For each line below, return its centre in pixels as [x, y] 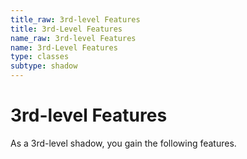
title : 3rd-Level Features [66, 29]
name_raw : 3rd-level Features [73, 38]
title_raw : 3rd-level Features [75, 19]
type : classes [40, 57]
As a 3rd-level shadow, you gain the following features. [123, 143]
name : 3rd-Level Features [64, 47]
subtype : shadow [44, 66]
